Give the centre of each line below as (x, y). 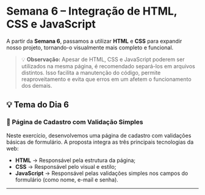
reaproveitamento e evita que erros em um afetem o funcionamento (106, 79)
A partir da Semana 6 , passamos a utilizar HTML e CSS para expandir (94, 41)
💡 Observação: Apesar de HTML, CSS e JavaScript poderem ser (103, 59)
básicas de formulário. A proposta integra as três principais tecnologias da (100, 142)
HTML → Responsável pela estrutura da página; (75, 160)
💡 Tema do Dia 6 (38, 105)
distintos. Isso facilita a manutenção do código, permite (91, 73)
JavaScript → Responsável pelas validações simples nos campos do (102, 173)
